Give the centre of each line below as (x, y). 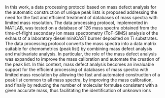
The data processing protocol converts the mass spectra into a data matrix (81, 43)
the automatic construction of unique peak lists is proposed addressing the (81, 12)
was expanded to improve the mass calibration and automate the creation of (82, 59)
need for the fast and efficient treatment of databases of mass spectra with (81, 17)
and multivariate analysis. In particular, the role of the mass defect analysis (81, 54)
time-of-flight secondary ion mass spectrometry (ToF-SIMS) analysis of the (82, 33)
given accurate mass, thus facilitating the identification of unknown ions (78, 90)
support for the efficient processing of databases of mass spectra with (77, 70)
